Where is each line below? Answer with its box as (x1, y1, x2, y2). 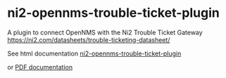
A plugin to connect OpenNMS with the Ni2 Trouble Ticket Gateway (7, 28, 203, 37)
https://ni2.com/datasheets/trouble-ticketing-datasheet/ (7, 35, 170, 44)
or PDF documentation (7, 63, 73, 71)
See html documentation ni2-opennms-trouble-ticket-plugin (7, 49, 182, 58)
